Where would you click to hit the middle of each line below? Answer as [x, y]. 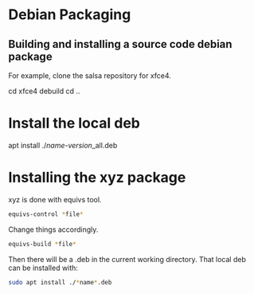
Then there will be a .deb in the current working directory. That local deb [127, 259]
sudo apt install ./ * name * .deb [60, 282]
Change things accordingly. [53, 229]
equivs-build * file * [43, 244]
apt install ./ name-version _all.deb [63, 145]
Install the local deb [74, 123]
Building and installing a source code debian [120, 44]
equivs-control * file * [46, 214]
